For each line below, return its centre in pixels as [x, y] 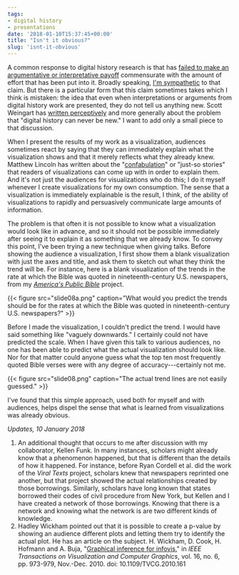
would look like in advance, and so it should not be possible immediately [113, 231]
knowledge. [35, 518]
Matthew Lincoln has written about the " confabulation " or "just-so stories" [117, 164]
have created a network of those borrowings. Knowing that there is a [118, 503]
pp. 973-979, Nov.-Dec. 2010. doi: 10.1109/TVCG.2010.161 [102, 564]
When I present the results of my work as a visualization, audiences [107, 142]
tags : [15, 14]
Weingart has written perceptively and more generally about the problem [114, 113]
